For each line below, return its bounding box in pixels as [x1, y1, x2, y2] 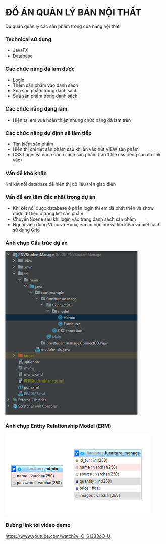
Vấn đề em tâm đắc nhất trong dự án [5, 194, 96, 201]
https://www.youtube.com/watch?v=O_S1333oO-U [5, 533, 111, 539]
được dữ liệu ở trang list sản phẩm [12, 210, 84, 216]
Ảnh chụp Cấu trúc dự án [5, 239, 68, 246]
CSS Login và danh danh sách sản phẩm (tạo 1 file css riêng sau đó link [12, 152, 161, 158]
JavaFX [12, 47, 29, 53]
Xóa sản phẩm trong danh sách [12, 87, 78, 93]
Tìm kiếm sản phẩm [12, 141, 54, 147]
